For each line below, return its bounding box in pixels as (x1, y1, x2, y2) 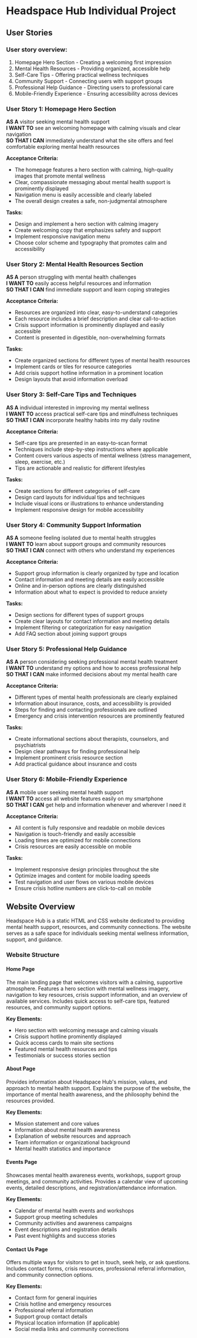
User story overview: (6, 45, 68, 54)
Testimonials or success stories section (14, 1052, 111, 1059)
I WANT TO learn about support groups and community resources (6, 541, 166, 548)
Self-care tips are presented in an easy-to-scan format (14, 439, 148, 446)
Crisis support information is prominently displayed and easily (14, 322, 165, 329)
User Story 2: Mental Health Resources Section (6, 260, 143, 269)
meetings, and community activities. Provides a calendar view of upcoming (6, 1178, 188, 1185)
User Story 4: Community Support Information (6, 521, 142, 529)
